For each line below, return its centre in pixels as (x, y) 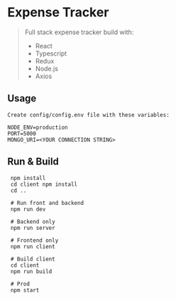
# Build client (33, 259)
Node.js (47, 68)
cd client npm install (44, 184)
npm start (25, 290)
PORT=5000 (22, 133)
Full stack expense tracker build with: (79, 32)
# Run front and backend (47, 203)
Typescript (51, 53)
